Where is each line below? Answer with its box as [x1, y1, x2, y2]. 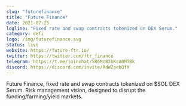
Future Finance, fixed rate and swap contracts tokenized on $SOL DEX [6, 80, 180, 88]
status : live [6, 42, 39, 48]
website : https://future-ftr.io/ [6, 48, 90, 54]
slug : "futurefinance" [6, 8, 63, 15]
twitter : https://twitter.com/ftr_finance [6, 53, 114, 59]
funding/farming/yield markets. [6, 93, 83, 100]
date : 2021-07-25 [6, 20, 50, 26]
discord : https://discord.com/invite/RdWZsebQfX [6, 64, 130, 70]
